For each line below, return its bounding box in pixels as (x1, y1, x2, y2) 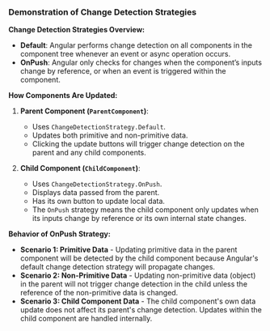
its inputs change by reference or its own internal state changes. (32, 214, 247, 223)
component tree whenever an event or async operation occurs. (19, 49, 231, 59)
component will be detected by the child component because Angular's (19, 253, 259, 263)
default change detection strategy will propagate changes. (19, 262, 216, 272)
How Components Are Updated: (8, 91, 118, 100)
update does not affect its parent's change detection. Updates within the (19, 305, 263, 315)
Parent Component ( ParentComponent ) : (19, 106, 150, 116)
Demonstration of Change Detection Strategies (8, 6, 196, 18)
